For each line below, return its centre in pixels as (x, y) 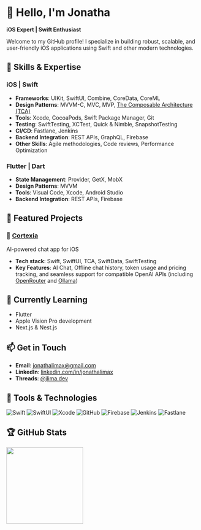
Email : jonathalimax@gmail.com (55, 366)
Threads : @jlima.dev (42, 378)
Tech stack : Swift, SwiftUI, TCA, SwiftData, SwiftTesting (86, 261)
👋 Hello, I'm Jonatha (58, 13)
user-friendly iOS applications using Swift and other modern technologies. (100, 48)
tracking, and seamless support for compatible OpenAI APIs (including (104, 274)
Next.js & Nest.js (36, 328)
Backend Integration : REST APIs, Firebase (69, 199)
